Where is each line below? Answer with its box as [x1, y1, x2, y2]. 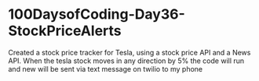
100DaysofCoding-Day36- [8, 5, 186, 23]
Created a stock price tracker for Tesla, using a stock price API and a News [8, 48, 251, 57]
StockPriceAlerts [8, 22, 122, 40]
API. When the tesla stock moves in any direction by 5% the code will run [8, 56, 245, 65]
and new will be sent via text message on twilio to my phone [8, 64, 202, 73]
